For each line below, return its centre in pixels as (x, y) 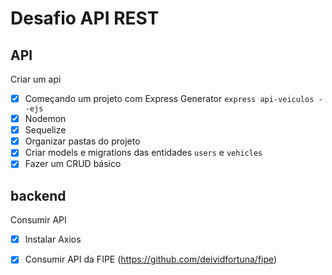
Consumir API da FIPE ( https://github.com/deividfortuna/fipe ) (151, 259)
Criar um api (36, 79)
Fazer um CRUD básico (73, 164)
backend (38, 195)
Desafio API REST (85, 18)
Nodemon (45, 119)
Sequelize (45, 130)
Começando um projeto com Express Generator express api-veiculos (169, 98)
